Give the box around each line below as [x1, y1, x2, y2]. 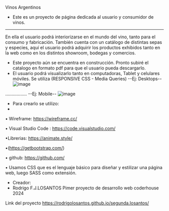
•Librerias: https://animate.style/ [5, 135, 73, 141]
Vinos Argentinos [5, 5, 41, 10]
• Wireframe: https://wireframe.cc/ [5, 116, 77, 121]
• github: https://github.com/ [5, 155, 65, 161]
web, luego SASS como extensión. [5, 170, 77, 176]
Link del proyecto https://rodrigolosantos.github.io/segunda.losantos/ [5, 200, 149, 206]
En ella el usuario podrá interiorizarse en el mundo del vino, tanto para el [5, 34, 156, 40]
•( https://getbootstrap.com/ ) [5, 145, 65, 151]
